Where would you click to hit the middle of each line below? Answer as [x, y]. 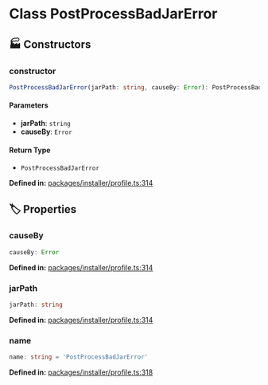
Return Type [30, 150]
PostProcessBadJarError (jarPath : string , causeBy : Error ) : [109, 87]
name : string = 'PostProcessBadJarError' [79, 357]
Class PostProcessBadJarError [113, 14]
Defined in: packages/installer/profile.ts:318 [81, 372]
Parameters [29, 105]
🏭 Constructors [50, 44]
